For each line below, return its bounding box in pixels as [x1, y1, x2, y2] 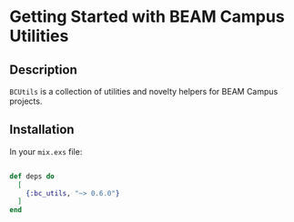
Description [9, 62, 77, 77]
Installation [9, 122, 75, 137]
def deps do [9, 171, 55, 181]
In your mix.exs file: [9, 146, 83, 156]
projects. [9, 96, 43, 106]
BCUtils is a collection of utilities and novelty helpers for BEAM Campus [9, 86, 279, 96]
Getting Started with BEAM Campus [9, 6, 285, 27]
